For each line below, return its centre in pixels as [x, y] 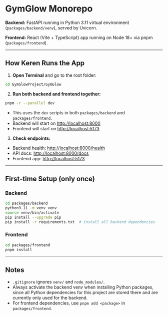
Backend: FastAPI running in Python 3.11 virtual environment [67, 22]
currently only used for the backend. [50, 298]
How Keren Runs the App [45, 63]
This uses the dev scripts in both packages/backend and [68, 112]
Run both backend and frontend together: [56, 94]
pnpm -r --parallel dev [30, 103]
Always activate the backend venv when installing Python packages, [83, 287]
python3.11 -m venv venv [31, 208]
